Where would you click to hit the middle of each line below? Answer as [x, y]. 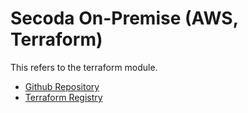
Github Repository [62, 86]
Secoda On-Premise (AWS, [124, 18]
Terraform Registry [63, 97]
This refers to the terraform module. [84, 67]
